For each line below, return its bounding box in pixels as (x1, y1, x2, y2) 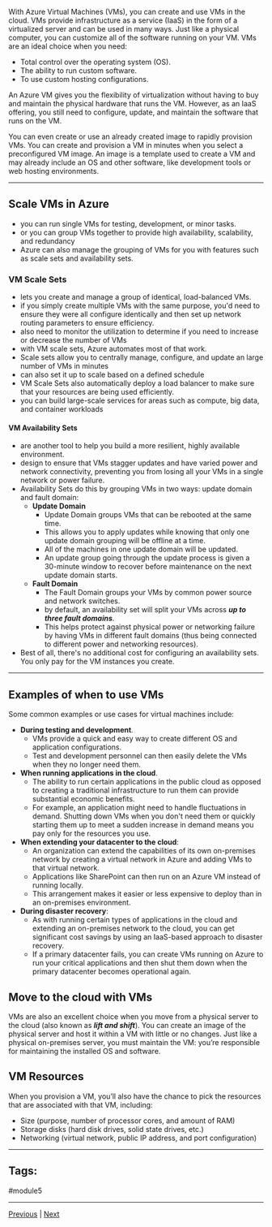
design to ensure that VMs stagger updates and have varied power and (19, 458, 258, 468)
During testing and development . (19, 725, 134, 735)
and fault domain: (19, 493, 79, 503)
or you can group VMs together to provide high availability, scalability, (19, 227, 253, 237)
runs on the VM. (8, 116, 62, 125)
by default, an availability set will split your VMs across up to (44, 605, 247, 615)
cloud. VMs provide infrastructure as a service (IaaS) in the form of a (8, 15, 238, 25)
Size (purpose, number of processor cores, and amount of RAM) (19, 1116, 236, 1125)
